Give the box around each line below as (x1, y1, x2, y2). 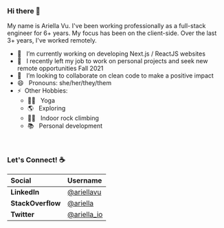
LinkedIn (10, 187, 40, 196)
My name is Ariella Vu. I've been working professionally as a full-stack (7, 22, 206, 30)
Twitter (10, 209, 35, 219)
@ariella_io (67, 209, 103, 219)
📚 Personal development (27, 122, 103, 130)
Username (67, 175, 102, 185)
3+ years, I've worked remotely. (7, 36, 98, 45)
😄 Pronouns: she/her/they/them (16, 79, 112, 87)
